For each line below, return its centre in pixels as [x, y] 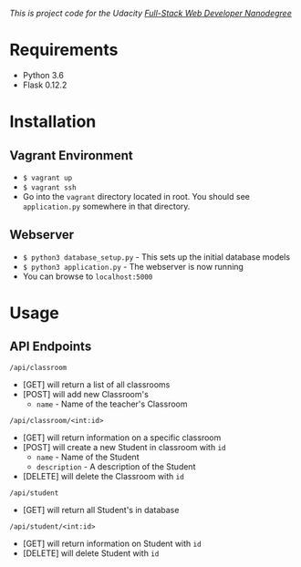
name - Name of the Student [88, 457]
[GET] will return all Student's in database [101, 510]
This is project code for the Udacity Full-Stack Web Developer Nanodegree [150, 13]
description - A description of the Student [116, 466]
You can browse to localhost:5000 [88, 276]
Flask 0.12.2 [45, 85]
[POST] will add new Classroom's [85, 394]
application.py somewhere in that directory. [106, 206]
